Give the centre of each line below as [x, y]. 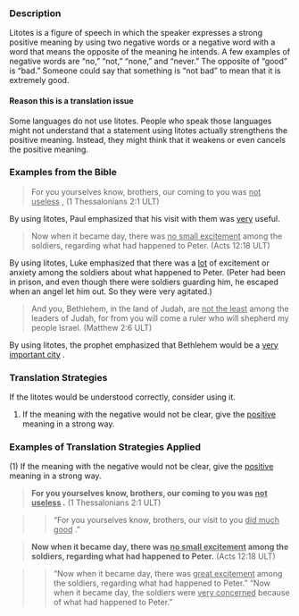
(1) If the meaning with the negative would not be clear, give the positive [141, 467]
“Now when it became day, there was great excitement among [168, 574]
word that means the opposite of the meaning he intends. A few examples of [150, 52]
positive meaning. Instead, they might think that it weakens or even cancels [147, 139]
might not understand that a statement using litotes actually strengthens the [149, 130]
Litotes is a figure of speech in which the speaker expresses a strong [136, 33]
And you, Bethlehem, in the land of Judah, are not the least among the [160, 308]
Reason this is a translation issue [71, 100]
